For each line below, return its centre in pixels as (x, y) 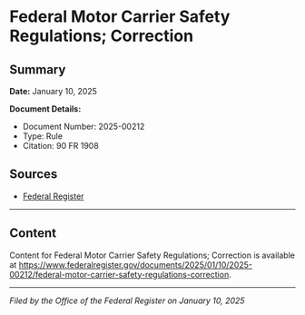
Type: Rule (43, 136)
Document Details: (45, 109)
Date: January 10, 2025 (54, 91)
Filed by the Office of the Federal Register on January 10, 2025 (127, 300)
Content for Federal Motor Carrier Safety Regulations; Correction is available (152, 255)
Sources (34, 174)
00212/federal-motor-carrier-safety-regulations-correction (119, 274)
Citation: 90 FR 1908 (61, 146)
